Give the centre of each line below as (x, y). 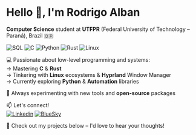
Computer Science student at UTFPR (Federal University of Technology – (98, 29)
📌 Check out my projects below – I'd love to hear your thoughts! (86, 125)
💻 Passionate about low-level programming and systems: (78, 59)
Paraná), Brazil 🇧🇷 (30, 35)
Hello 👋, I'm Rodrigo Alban (73, 12)
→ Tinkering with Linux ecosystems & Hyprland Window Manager (89, 74)
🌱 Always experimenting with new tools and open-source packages (91, 93)
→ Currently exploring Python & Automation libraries (73, 81)
